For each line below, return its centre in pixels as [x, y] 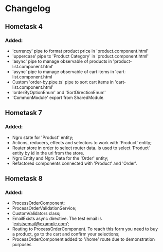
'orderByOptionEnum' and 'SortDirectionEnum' [59, 92]
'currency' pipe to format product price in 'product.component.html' [80, 51]
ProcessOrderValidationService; [44, 208]
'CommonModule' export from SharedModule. [58, 97]
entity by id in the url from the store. [48, 153]
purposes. [22, 245]
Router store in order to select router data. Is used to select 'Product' [81, 148]
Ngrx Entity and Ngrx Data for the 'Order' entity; [60, 158]
